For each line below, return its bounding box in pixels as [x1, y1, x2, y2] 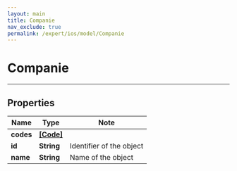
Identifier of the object [69, 141, 144, 151]
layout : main [7, 10, 46, 18]
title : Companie [7, 17, 55, 24]
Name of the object [69, 153, 134, 162]
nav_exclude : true [7, 23, 61, 30]
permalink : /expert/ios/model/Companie [7, 30, 125, 37]
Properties [7, 96, 55, 109]
